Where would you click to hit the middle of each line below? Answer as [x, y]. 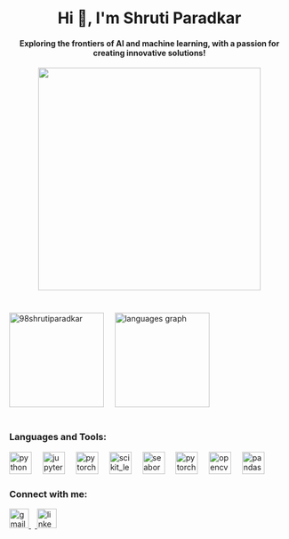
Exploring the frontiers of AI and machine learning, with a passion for [149, 43]
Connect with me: [48, 494]
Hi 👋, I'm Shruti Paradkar [149, 18]
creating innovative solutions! [149, 53]
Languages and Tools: [58, 437]
